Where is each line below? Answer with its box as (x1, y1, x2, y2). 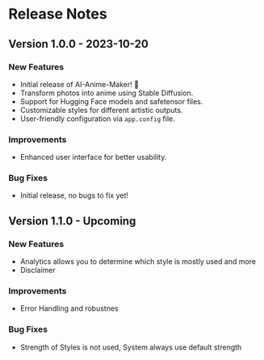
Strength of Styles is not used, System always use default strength (19, 342, 242, 352)
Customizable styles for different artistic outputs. (19, 105, 183, 115)
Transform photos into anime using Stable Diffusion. (19, 88, 194, 98)
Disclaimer (19, 266, 57, 275)
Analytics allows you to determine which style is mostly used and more (19, 257, 257, 266)
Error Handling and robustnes (19, 303, 119, 313)
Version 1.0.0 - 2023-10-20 (8, 37, 149, 51)
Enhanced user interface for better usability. (19, 153, 167, 162)
